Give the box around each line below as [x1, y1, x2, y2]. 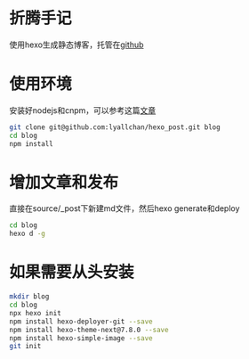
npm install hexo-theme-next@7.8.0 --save [9, 325, 169, 334]
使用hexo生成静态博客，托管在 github [9, 39, 144, 50]
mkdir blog [9, 292, 50, 301]
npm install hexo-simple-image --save [9, 333, 153, 343]
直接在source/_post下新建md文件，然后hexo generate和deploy [9, 203, 240, 214]
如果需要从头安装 [9, 262, 135, 282]
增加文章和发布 [9, 172, 119, 192]
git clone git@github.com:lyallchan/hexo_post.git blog [9, 122, 221, 132]
